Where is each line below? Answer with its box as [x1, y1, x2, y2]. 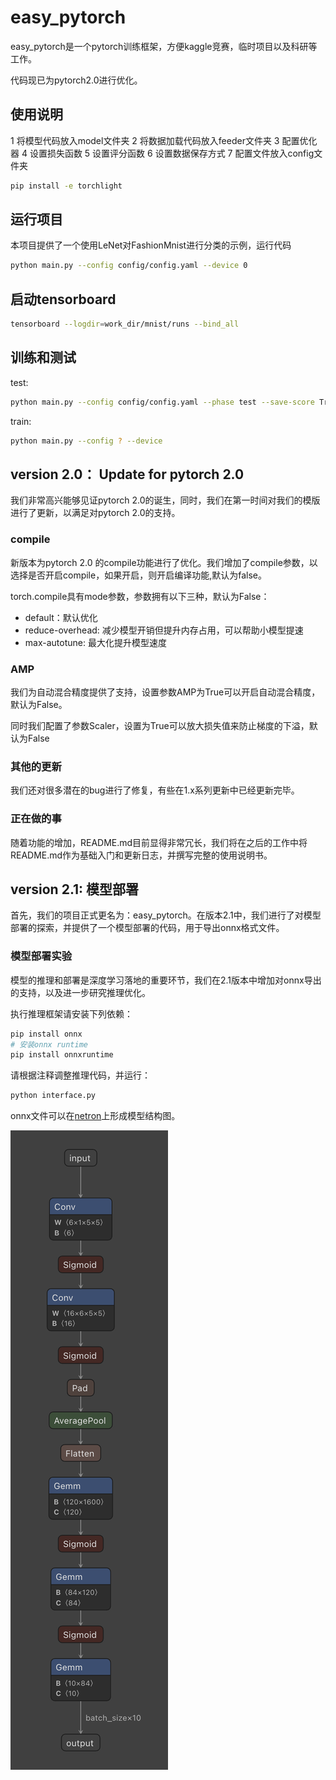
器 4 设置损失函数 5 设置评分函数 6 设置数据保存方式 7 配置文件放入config [10, 147, 315, 159]
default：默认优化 [24, 611, 98, 623]
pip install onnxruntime [10, 1050, 114, 1060]
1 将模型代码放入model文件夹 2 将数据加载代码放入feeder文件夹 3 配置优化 [10, 134, 318, 146]
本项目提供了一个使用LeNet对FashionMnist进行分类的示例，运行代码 [10, 239, 292, 251]
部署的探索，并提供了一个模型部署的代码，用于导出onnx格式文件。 [10, 922, 285, 934]
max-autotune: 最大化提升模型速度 [24, 636, 167, 648]
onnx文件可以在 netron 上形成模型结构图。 [10, 1110, 181, 1122]
